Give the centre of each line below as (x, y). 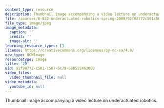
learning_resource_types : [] (35, 46)
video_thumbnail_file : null (38, 77)
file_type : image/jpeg (28, 23)
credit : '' (20, 37)
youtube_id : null (27, 86)
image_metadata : (21, 28)
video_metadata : (21, 82)
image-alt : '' (24, 41)
